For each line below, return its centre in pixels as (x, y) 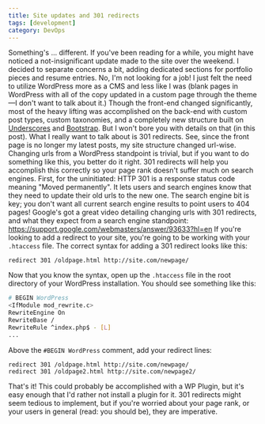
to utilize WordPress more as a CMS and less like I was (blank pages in (123, 86)
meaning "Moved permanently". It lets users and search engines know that (130, 187)
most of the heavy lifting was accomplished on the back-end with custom (128, 112)
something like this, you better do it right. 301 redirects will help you (118, 162)
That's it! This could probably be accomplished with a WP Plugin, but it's (126, 386)
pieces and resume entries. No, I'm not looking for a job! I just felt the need (130, 78)
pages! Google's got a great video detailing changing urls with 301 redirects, (132, 212)
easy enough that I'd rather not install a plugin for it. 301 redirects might (125, 394)
